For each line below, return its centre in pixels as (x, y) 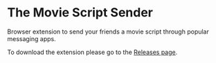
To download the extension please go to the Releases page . (92, 52)
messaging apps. (32, 38)
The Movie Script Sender (80, 13)
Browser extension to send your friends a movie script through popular (108, 32)
